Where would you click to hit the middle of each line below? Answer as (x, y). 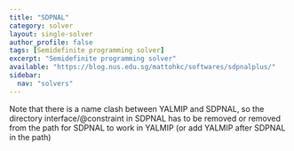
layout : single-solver (51, 34)
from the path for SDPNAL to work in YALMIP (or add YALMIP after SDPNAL (147, 127)
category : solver (41, 26)
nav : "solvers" (45, 83)
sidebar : (25, 75)
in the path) (30, 137)
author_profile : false (51, 42)
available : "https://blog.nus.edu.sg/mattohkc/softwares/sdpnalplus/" (143, 68)
